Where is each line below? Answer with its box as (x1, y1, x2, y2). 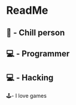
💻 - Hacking (6, 73, 54, 83)
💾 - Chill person (6, 28, 65, 38)
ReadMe (6, 4, 48, 17)
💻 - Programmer (6, 49, 70, 59)
